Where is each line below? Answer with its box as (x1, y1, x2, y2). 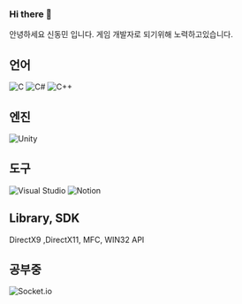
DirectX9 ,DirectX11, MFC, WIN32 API (9, 234, 145, 245)
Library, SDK (9, 211, 80, 226)
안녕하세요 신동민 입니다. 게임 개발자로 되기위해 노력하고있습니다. (9, 29, 234, 40)
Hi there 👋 (9, 8, 53, 20)
